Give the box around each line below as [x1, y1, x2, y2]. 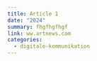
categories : [7, 36, 42, 43]
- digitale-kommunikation [13, 43, 91, 50]
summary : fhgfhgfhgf [7, 23, 69, 30]
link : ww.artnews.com [7, 29, 72, 37]
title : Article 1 [7, 10, 59, 18]
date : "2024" [7, 17, 46, 24]
